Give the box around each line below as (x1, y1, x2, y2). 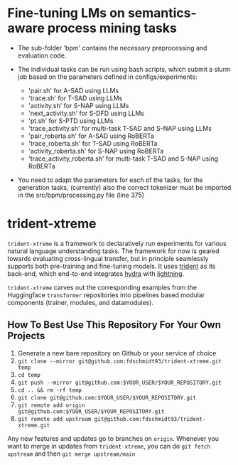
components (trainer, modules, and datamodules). (7, 298, 154, 306)
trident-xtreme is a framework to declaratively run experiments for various (7, 239, 227, 247)
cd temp (17, 371, 40, 378)
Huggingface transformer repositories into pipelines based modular (7, 290, 205, 299)
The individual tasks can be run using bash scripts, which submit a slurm (17, 65, 231, 73)
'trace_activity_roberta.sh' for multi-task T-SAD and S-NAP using (28, 154, 219, 163)
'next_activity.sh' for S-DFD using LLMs (28, 109, 144, 117)
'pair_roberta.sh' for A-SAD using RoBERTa (28, 132, 155, 140)
